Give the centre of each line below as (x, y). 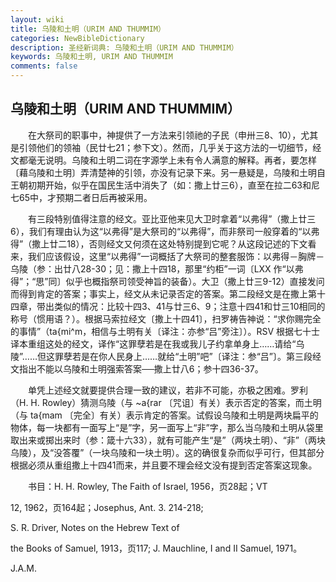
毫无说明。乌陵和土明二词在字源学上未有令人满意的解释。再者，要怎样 (172, 160)
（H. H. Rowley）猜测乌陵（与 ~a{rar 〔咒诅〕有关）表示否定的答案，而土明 (166, 402)
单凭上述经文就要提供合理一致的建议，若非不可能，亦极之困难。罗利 (167, 390)
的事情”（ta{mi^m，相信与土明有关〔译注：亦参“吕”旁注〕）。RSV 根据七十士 (165, 331)
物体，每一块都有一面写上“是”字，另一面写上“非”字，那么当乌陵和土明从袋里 (167, 427)
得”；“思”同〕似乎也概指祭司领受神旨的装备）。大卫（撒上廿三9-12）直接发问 (167, 281)
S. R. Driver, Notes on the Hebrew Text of (95, 527)
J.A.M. (23, 568)
